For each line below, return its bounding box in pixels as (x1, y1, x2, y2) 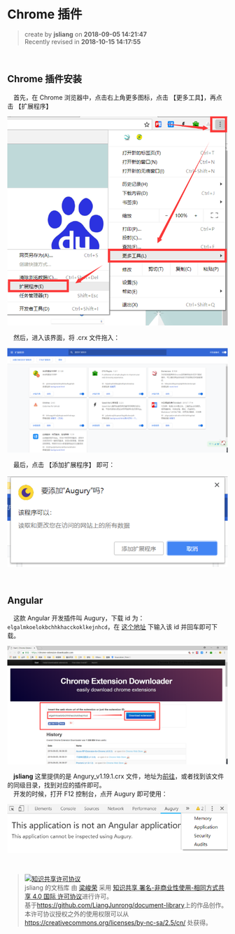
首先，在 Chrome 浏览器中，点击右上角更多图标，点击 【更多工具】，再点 (13, 93, 222, 102)
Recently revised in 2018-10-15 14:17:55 (24, 37, 141, 46)
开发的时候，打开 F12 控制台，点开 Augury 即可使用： (13, 790, 168, 798)
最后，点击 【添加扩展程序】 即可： (13, 461, 115, 469)
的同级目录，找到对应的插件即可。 (7, 781, 106, 790)
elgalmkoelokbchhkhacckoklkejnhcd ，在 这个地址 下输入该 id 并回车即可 (7, 623, 212, 631)
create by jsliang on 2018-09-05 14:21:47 (24, 29, 147, 39)
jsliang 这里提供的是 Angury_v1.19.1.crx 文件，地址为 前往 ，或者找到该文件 (13, 772, 225, 780)
